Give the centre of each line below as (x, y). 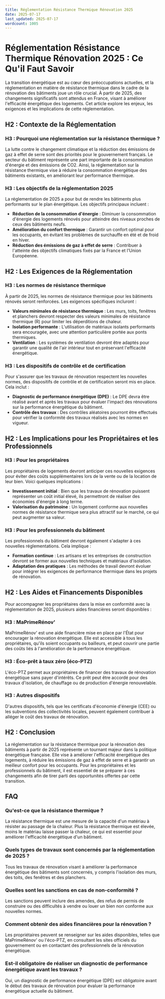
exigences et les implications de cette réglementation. (60, 109)
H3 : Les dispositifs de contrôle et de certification (65, 366)
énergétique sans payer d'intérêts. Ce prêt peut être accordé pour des (76, 677)
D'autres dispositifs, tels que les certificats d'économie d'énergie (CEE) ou (81, 706)
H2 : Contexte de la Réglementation (61, 124)
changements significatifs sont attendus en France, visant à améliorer (76, 98)
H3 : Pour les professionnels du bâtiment (55, 530)
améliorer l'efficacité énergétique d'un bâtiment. (54, 837)
